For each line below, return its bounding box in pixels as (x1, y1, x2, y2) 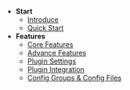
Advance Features (27, 49, 87, 57)
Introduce (27, 15, 59, 24)
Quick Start (27, 23, 64, 32)
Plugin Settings (27, 56, 77, 66)
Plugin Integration (27, 65, 85, 74)
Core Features (27, 40, 74, 49)
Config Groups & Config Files (27, 74, 122, 82)
